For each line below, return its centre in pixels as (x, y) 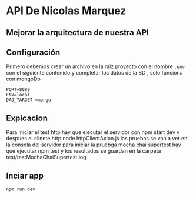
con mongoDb (24, 79)
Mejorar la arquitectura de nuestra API (77, 33)
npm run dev (21, 189)
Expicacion (27, 118)
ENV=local (18, 95)
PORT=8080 (18, 90)
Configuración (33, 52)
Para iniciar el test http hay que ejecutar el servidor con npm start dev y (93, 132)
